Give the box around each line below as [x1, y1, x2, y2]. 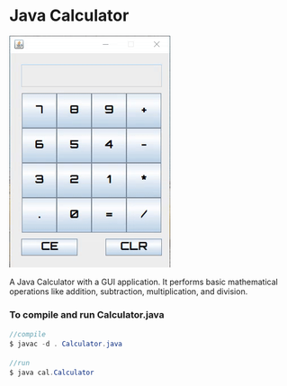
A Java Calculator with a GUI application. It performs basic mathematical [9, 276, 279, 287]
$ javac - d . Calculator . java [9, 339, 123, 349]
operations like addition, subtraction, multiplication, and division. [9, 285, 248, 297]
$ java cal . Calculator [9, 368, 94, 377]
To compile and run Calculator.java [9, 308, 165, 320]
